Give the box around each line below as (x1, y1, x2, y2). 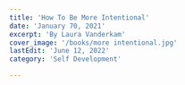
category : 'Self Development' (9, 55, 122, 64)
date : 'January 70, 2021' (9, 21, 105, 30)
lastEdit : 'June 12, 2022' (9, 47, 110, 55)
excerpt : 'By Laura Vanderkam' (9, 30, 126, 38)
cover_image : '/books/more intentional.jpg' (9, 38, 178, 47)
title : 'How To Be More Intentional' (9, 13, 150, 22)
